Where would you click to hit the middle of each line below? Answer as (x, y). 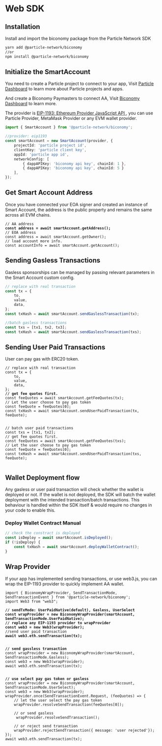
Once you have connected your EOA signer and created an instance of (77, 204)
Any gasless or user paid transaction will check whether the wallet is (74, 490)
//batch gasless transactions (36, 323)
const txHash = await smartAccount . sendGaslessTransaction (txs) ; (73, 332)
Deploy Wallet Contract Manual (43, 523)
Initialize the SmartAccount (48, 72)
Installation (23, 27)
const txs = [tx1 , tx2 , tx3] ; (36, 327)
